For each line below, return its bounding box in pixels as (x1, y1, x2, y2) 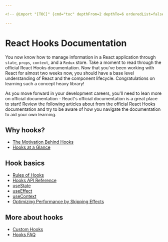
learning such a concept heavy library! (5, 80, 84, 86)
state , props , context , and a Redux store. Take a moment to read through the (5, 59, 161, 65)
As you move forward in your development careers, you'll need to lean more (5, 90, 162, 96)
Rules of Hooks (12, 172, 44, 178)
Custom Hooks (12, 227, 43, 232)
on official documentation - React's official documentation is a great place (5, 95, 158, 101)
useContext (12, 193, 36, 200)
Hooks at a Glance (12, 144, 51, 150)
